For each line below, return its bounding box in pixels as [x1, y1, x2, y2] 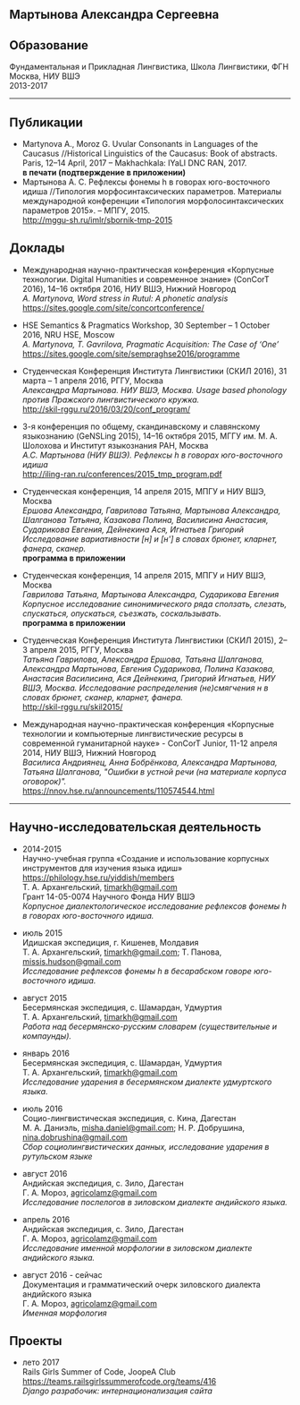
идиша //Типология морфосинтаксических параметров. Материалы [21, 186, 282, 197]
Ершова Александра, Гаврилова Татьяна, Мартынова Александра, [21, 505, 281, 516]
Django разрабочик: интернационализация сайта [21, 1385, 212, 1396]
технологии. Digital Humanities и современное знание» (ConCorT [21, 273, 270, 285]
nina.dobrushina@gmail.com [21, 1132, 128, 1143]
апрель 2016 [21, 1213, 71, 1225]
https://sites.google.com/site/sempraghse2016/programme [21, 348, 240, 359]
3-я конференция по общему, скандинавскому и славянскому [21, 421, 261, 432]
